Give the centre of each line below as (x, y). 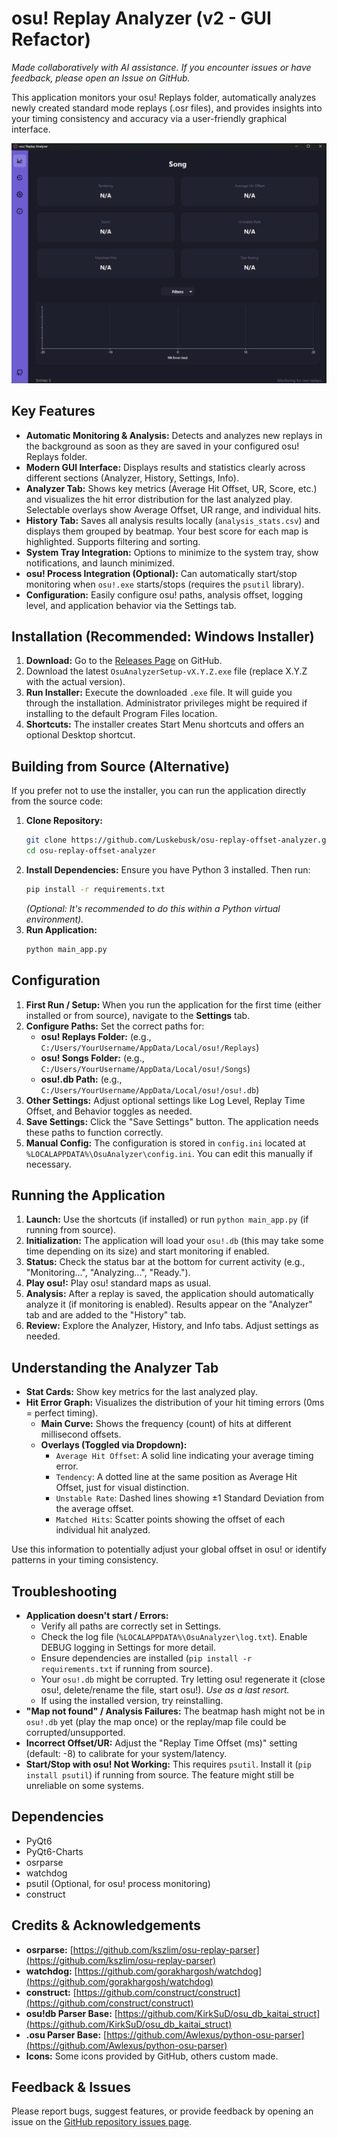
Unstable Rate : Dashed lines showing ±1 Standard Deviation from (189, 1498)
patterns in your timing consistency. (85, 1560)
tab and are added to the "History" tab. (106, 1315)
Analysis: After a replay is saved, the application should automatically (169, 1294)
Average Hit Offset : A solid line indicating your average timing (184, 1456)
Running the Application (88, 1195)
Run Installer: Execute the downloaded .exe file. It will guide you (159, 693)
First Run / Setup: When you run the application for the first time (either (173, 1004)
